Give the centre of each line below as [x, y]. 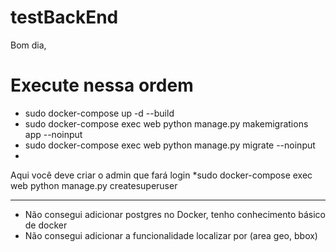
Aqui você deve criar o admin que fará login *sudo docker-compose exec [161, 175]
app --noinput [53, 134]
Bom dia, [28, 45]
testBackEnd [64, 17]
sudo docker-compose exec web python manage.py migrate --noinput [170, 145]
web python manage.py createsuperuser [94, 185]
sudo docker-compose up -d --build [99, 113]
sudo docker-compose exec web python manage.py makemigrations [166, 123]
